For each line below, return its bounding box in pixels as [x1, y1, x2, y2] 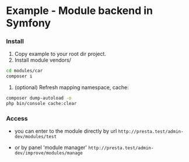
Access [6, 114, 28, 122]
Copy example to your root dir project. [14, 51, 107, 58]
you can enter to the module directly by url [14, 128, 117, 135]
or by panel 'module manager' [14, 144, 87, 151]
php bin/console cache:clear [6, 101, 77, 107]
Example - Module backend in [6, 4, 153, 17]
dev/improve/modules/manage [14, 150, 83, 156]
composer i [6, 73, 33, 79]
